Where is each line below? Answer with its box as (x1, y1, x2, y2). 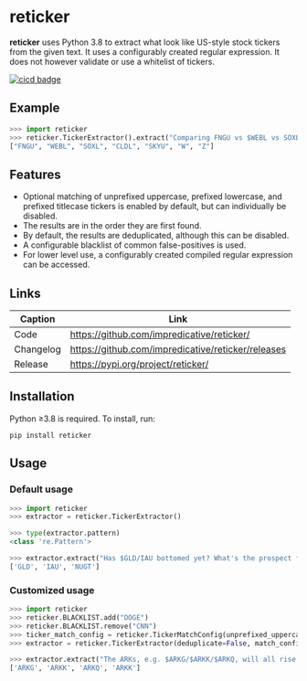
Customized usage (9, 583, 95, 596)
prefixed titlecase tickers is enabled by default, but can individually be (22, 201, 287, 212)
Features (9, 166, 61, 182)
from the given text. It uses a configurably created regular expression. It (9, 46, 281, 57)
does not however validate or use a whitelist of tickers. (9, 56, 215, 67)
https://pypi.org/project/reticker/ (69, 358, 209, 370)
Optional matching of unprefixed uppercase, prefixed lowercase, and (22, 191, 282, 202)
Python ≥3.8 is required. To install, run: (9, 413, 155, 424)
